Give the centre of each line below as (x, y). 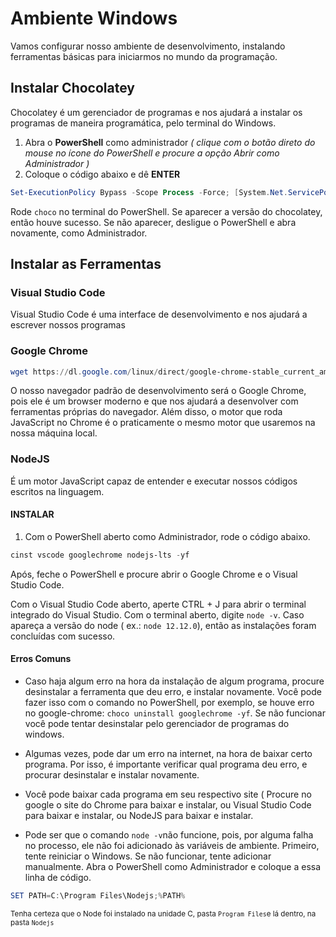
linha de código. (58, 878)
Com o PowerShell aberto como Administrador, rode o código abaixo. (167, 536)
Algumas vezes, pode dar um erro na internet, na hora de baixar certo (168, 754)
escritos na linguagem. (57, 491)
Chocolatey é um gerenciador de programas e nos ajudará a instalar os (156, 112)
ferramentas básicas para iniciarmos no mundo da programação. (144, 56)
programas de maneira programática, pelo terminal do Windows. (143, 123)
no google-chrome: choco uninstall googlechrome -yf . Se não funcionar (175, 713)
